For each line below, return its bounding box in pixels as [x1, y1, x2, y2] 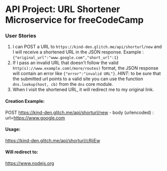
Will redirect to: [5, 149, 39, 155]
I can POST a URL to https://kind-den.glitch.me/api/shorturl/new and [12, 44, 162, 50]
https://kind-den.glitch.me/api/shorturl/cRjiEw [5, 137, 101, 143]
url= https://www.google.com [5, 115, 65, 121]
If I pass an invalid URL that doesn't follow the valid [12, 60, 119, 66]
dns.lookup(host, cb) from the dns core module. [12, 81, 113, 87]
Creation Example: [5, 98, 45, 104]
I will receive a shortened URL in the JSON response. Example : [12, 49, 144, 55]
